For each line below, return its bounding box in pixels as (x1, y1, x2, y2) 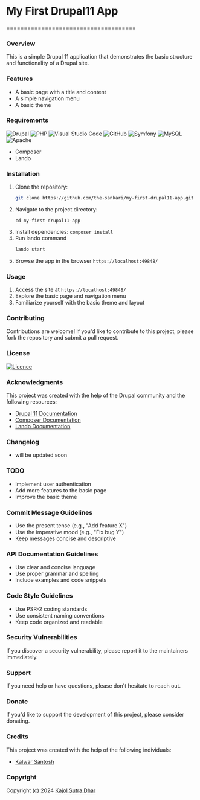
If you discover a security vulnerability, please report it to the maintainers (6, 647, 189, 654)
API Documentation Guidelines (6, 550, 98, 558)
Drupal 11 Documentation (15, 410, 77, 418)
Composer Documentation (15, 416, 82, 424)
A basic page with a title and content (15, 88, 107, 95)
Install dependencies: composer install (15, 228, 114, 235)
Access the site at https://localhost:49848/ (15, 286, 126, 294)
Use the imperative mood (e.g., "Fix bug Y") (15, 528, 124, 535)
